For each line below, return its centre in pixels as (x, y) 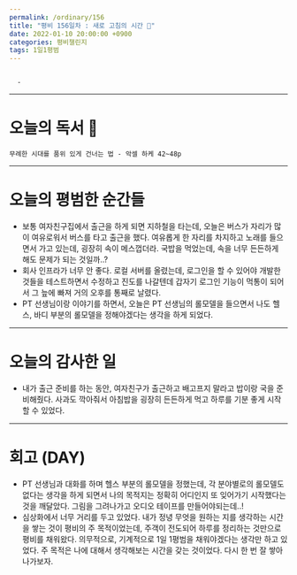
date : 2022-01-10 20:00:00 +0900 (71, 34)
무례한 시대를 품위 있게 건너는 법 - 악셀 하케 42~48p (95, 154)
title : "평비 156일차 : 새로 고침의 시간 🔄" (82, 26)
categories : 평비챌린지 (48, 42)
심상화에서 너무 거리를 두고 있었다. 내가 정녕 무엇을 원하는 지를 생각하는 (145, 517)
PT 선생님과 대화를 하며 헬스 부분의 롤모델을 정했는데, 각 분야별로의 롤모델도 (153, 484)
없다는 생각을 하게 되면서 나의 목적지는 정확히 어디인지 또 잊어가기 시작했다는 (154, 494)
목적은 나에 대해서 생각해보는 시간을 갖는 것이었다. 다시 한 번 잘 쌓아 (167, 550)
